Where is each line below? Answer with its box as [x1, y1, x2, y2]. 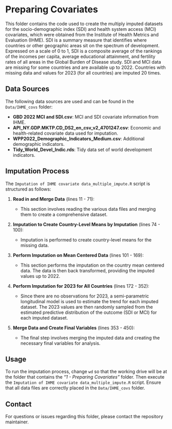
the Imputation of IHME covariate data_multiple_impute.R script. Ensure [5, 379, 161, 386]
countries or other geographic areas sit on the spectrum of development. [5, 42, 160, 48]
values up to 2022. [20, 273, 61, 279]
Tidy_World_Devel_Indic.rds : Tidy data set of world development [12, 146, 152, 153]
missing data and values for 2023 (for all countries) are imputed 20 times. [5, 69, 161, 76]
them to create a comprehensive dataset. [20, 211, 108, 217]
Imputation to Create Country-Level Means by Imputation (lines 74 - [12, 221, 160, 227]
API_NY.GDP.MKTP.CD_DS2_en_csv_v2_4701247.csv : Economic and [12, 124, 161, 130]
